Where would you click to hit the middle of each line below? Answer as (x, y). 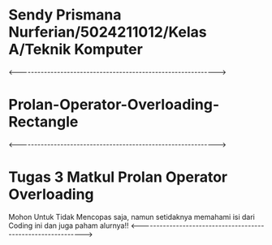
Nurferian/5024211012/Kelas (108, 32)
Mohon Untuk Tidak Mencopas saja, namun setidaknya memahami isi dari (132, 217)
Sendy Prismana (65, 15)
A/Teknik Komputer (76, 49)
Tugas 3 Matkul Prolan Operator (118, 177)
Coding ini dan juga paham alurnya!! (69, 226)
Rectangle (43, 122)
